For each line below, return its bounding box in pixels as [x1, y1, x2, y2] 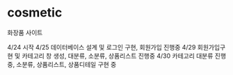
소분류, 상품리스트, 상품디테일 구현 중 [16, 60, 117, 68]
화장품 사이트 [7, 28, 43, 36]
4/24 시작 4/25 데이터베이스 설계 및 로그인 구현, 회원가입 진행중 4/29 [7, 43, 196, 51]
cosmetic [7, 5, 63, 21]
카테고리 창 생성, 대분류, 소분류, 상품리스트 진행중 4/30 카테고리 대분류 [22, 52, 214, 60]
